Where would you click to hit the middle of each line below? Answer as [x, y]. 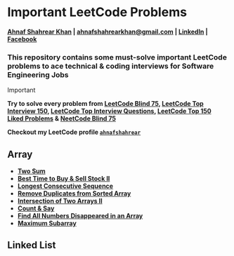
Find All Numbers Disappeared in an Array [80, 216]
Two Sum [31, 171]
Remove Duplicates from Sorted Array [74, 194]
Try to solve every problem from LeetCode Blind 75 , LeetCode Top [105, 104]
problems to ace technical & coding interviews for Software [111, 66]
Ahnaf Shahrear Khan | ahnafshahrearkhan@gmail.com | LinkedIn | [108, 32]
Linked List [32, 245]
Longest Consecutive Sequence [65, 186]
